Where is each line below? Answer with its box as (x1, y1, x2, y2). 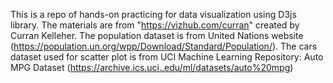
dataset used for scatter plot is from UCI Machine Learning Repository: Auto (10, 51, 324, 63)
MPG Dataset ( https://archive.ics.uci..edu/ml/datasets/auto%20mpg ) (10, 62, 294, 73)
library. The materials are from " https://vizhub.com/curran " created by (10, 19, 300, 31)
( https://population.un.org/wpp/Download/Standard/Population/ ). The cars (10, 40, 318, 52)
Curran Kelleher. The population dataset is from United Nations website (10, 30, 304, 41)
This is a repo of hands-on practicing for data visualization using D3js (10, 9, 297, 20)
